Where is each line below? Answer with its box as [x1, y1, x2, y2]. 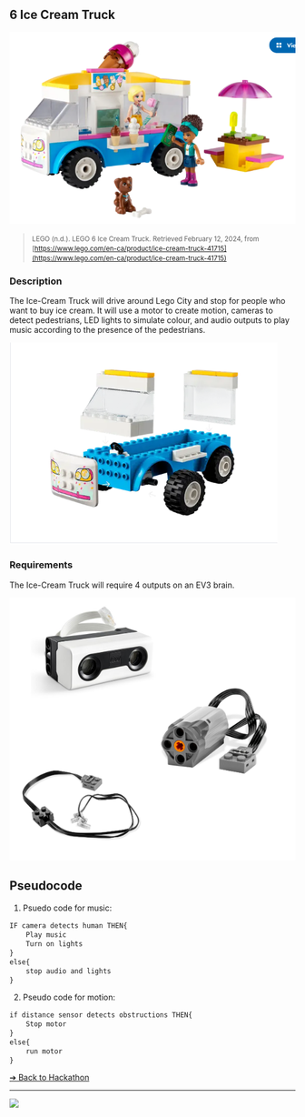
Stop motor [25, 1019, 67, 1029]
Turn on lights [25, 939, 84, 949]
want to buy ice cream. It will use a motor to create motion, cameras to [9, 305, 274, 317]
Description [9, 275, 63, 287]
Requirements [9, 558, 74, 571]
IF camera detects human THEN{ [9, 921, 128, 931]
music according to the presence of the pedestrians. [9, 325, 206, 336]
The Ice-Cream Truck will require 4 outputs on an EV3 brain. [9, 579, 235, 590]
